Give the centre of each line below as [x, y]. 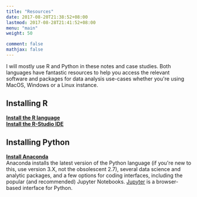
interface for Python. [48, 188]
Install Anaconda [27, 156]
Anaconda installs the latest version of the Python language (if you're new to [99, 163]
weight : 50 [19, 34]
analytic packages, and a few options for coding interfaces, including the [94, 175]
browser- [167, 181]
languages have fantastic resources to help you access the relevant [88, 72]
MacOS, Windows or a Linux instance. [52, 85]
